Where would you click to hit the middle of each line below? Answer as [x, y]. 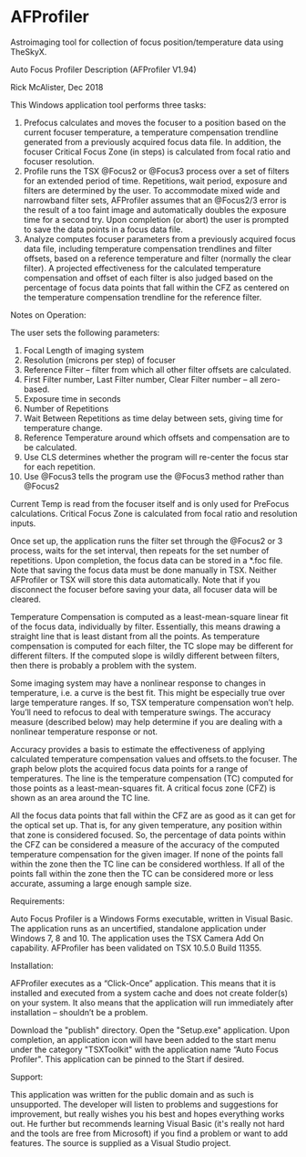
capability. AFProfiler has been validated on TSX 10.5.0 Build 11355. [136, 948]
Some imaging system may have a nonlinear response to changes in [138, 683]
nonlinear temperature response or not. [84, 731]
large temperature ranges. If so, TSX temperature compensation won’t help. [152, 702]
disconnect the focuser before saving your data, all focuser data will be [144, 589]
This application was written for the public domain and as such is [132, 1094]
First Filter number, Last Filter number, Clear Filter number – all [141, 379]
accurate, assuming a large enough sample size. [101, 883]
